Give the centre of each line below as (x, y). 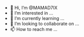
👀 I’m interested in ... (32, 13)
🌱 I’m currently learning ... (37, 18)
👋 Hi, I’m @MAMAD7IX (34, 8)
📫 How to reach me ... (34, 29)
